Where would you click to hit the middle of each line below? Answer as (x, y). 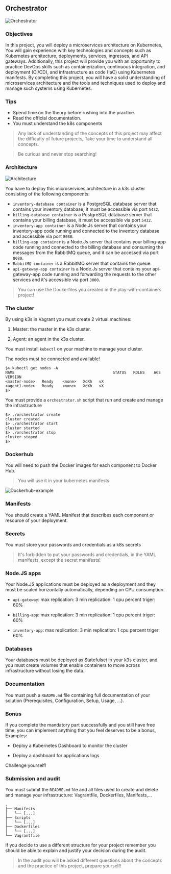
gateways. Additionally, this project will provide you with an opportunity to (83, 61)
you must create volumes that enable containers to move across (73, 665)
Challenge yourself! (26, 765)
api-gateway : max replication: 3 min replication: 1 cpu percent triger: (84, 600)
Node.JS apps (23, 573)
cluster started (22, 428)
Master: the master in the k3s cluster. (52, 329)
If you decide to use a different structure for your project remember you (81, 845)
